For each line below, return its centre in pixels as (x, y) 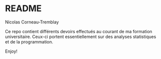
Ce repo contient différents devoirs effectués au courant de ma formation (79, 31)
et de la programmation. (29, 41)
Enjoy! (11, 51)
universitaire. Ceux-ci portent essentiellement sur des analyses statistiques (80, 37)
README (23, 9)
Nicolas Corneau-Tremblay (32, 22)
